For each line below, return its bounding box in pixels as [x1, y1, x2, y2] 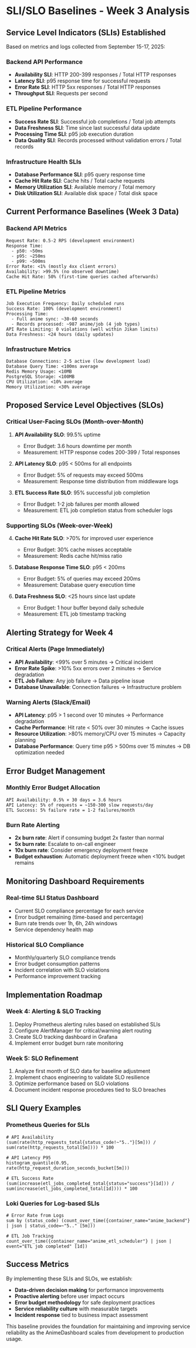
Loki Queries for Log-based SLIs [6, 1199, 100, 1207]
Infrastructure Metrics [6, 345, 71, 353]
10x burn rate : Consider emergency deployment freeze [14, 847, 148, 854]
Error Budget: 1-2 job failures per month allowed [23, 500, 140, 507]
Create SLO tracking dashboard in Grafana [14, 1033, 118, 1040]
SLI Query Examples [6, 1103, 82, 1113]
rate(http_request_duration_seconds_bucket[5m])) [6, 1165, 130, 1171]
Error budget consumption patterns [14, 960, 100, 968]
